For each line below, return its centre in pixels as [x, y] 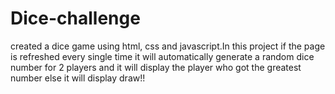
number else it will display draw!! [78, 78]
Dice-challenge [75, 18]
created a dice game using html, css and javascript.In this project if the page [168, 46]
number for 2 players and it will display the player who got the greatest [156, 67]
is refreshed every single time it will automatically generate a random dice [162, 56]
